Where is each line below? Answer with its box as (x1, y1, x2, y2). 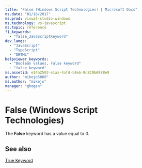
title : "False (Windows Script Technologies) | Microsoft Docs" (5, 7, 138, 12)
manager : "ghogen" (5, 83, 42, 89)
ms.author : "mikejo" (5, 79, 47, 84)
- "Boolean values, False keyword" (9, 61, 81, 66)
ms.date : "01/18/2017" (5, 12, 51, 16)
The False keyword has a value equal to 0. (5, 131, 90, 137)
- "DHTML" (9, 52, 29, 57)
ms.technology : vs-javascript (5, 20, 66, 26)
